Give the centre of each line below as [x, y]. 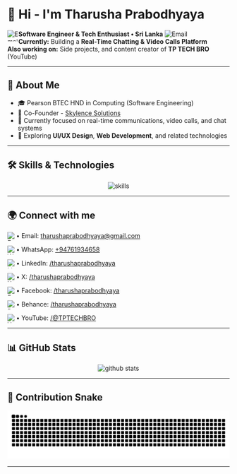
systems [30, 128]
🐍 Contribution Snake [55, 397]
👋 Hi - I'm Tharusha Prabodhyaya [106, 14]
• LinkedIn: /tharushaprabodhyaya [66, 263]
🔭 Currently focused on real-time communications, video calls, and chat [122, 120]
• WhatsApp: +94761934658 [58, 249]
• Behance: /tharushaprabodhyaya [66, 304]
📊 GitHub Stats [42, 348]
